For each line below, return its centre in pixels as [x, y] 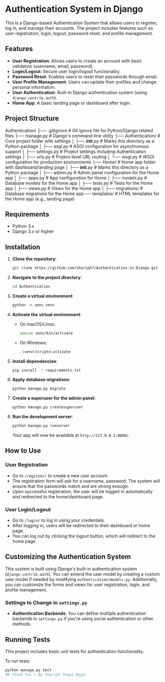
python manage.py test [28, 670]
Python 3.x [23, 226]
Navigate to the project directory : [47, 278]
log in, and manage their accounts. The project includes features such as [79, 28]
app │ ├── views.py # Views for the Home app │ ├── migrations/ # [74, 188]
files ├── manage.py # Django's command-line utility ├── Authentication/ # [83, 136]
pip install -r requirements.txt [47, 370]
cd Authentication [31, 287]
